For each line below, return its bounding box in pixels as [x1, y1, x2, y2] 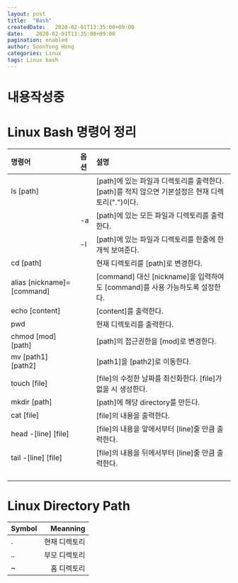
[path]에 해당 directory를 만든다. [96, 397, 200, 407]
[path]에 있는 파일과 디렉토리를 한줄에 [96, 234, 216, 244]
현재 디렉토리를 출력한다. [96, 319, 174, 329]
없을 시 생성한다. [96, 384, 148, 394]
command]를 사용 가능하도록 [107, 282, 200, 292]
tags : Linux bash [7, 57, 59, 64]
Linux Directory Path [7, 498, 131, 514]
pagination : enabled [7, 37, 69, 44]
